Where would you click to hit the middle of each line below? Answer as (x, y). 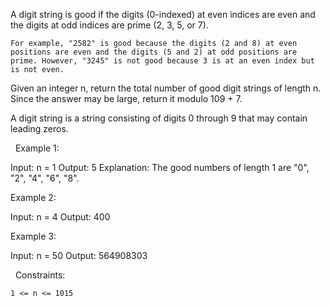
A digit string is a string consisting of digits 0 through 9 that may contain (159, 118)
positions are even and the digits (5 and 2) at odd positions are (154, 52)
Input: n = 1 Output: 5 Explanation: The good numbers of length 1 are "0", (160, 167)
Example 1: (37, 148)
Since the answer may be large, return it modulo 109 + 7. (126, 98)
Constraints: (40, 275)
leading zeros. (39, 128)
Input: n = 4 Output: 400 (60, 217)
